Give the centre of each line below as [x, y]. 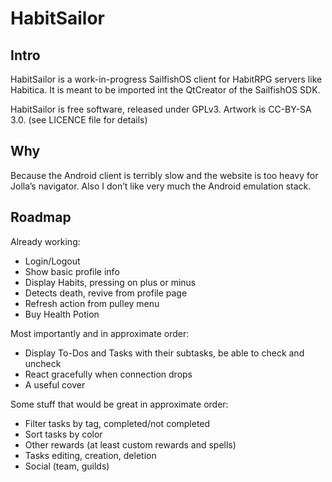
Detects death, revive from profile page [106, 293]
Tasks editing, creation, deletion [90, 455]
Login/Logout [52, 261]
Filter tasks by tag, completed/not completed [117, 423]
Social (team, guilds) [67, 466]
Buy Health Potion [62, 314]
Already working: [45, 241]
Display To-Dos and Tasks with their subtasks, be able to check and [164, 353]
